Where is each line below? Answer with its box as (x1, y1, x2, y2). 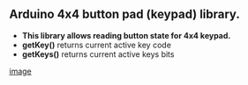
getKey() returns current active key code (21, 39, 172, 50)
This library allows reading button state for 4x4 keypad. (21, 30, 231, 40)
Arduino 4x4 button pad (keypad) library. (9, 7, 240, 22)
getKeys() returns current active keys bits (21, 48, 175, 60)
